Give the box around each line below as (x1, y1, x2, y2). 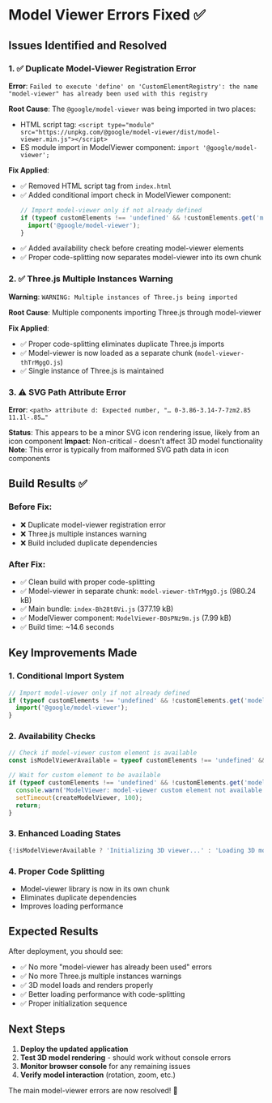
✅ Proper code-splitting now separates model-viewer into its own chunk (19, 253, 261, 263)
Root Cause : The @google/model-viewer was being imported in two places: (8, 104, 257, 113)
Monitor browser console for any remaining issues (19, 1061, 191, 1071)
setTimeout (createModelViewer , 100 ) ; (15, 793, 143, 802)
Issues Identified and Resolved (8, 38, 168, 52)
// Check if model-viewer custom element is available (8, 749, 198, 757)
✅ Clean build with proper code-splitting (19, 577, 155, 587)
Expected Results (8, 925, 99, 938)
